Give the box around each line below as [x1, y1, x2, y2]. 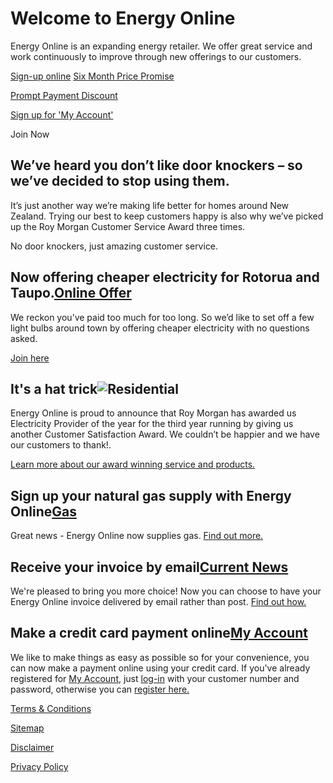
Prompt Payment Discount [10, 89, 118, 101]
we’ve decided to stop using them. [10, 173, 230, 190]
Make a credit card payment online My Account [10, 625, 308, 642]
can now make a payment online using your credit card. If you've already [10, 662, 311, 674]
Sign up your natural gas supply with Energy [10, 487, 292, 504]
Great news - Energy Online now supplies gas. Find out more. [10, 530, 264, 542]
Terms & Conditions [10, 702, 92, 714]
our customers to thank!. [10, 439, 112, 451]
